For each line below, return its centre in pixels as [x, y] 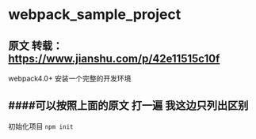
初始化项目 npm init [41, 126]
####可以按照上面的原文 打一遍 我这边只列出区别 [128, 105]
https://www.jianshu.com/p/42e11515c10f [114, 58]
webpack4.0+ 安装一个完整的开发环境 [70, 78]
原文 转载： [36, 45]
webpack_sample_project [95, 15]
